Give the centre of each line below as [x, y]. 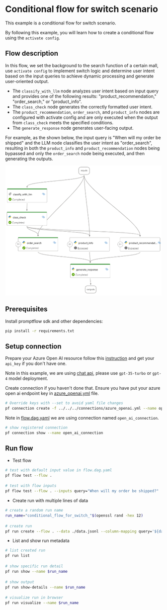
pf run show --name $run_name [37, 571]
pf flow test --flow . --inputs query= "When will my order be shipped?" [82, 491]
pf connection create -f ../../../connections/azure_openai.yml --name [81, 409]
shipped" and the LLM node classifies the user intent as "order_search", [79, 143]
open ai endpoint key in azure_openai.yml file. [52, 393]
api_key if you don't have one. [36, 363]
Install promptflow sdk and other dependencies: [54, 321]
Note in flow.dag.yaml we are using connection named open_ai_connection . [82, 418]
